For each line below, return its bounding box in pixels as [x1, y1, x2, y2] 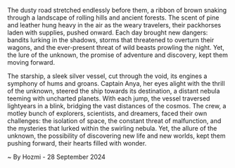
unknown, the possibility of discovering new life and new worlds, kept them [7, 131, 226, 140]
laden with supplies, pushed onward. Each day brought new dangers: [7, 28, 208, 37]
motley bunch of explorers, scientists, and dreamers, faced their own [7, 109, 208, 117]
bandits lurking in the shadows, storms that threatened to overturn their [7, 36, 215, 44]
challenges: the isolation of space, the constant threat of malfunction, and [7, 117, 222, 125]
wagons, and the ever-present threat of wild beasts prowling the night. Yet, [7, 44, 225, 51]
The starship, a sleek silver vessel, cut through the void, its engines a [7, 72, 208, 80]
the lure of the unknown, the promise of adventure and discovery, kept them [7, 51, 229, 59]
